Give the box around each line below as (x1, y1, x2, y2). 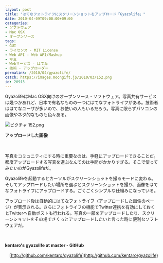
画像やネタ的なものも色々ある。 (5, 111, 69, 117)
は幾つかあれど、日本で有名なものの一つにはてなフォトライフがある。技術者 (5, 99, 159, 105)
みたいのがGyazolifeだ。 (5, 165, 54, 171)
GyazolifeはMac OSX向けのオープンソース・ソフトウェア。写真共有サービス (5, 93, 157, 99)
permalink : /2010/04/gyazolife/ (5, 70, 71, 75)
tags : (5, 39, 16, 44)
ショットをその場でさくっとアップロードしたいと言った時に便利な (13, 216, 146, 222)
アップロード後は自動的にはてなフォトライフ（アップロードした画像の (5, 198, 146, 204)
